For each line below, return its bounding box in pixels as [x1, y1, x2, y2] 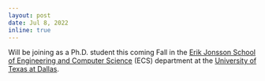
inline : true [8, 26, 51, 34]
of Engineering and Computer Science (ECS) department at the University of [8, 56, 257, 65]
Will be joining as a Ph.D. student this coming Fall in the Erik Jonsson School [8, 48, 256, 57]
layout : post [8, 11, 51, 20]
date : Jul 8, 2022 [8, 19, 69, 27]
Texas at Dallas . [8, 64, 60, 74]
